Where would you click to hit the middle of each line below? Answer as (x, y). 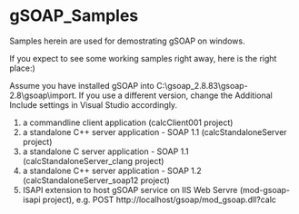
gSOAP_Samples (74, 16)
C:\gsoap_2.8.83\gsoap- (202, 85)
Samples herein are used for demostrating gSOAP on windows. (127, 41)
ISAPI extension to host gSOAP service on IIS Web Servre (130, 190)
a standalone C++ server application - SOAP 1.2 (112, 170)
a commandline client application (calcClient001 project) (128, 122)
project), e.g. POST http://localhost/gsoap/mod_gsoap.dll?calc (159, 199)
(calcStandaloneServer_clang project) (93, 160)
